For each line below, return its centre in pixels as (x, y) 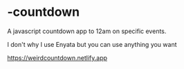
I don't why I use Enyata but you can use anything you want (92, 44)
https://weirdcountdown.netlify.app (57, 58)
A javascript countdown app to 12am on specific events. (87, 31)
